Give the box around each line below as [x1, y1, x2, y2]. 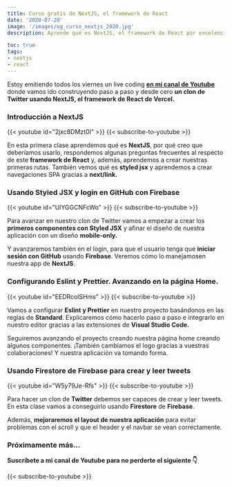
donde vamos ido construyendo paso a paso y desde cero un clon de [7, 87, 206, 95]
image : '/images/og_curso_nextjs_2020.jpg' [7, 23, 135, 30]
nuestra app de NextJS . [7, 260, 75, 268]
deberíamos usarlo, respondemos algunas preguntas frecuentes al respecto [7, 149, 224, 157]
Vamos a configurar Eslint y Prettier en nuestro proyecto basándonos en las [7, 305, 224, 314]
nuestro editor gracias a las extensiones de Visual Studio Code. [7, 321, 190, 329]
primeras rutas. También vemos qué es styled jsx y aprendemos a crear [7, 163, 213, 171]
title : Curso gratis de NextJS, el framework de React [7, 10, 168, 17]
